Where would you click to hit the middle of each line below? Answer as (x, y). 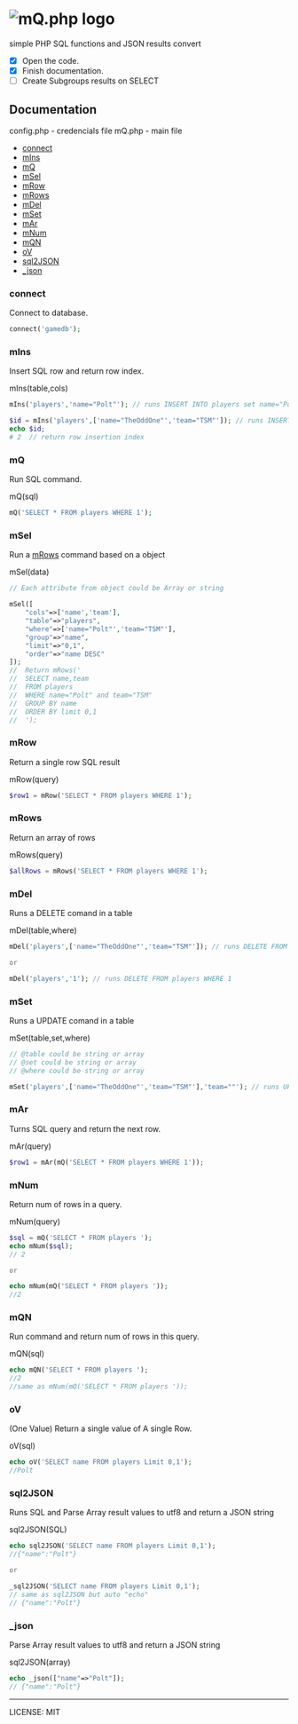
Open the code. (51, 60)
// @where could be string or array (77, 1071)
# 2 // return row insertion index (77, 438)
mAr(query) (30, 1146)
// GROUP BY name (43, 703)
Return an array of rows (52, 837)
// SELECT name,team (49, 679)
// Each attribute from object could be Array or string (117, 589)
